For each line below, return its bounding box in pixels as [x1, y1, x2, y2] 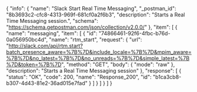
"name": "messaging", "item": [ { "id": [6, 30, 98, 37]
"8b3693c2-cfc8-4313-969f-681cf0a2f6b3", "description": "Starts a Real [6, 11, 185, 18]
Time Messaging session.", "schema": [6, 18, 99, 24]
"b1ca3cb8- [153, 73, 182, 80]
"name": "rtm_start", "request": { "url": [49, 36, 143, 43]
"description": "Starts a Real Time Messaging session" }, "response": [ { [6, 67, 182, 74]
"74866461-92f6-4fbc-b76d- [98, 30, 170, 37]
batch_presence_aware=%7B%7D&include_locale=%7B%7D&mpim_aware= [6, 49, 192, 55]
